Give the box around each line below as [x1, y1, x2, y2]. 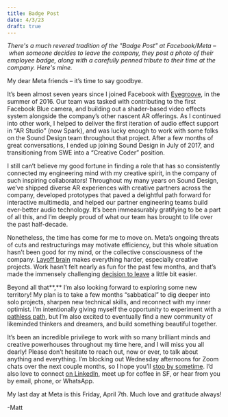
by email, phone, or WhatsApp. [7, 377, 94, 385]
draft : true [7, 23, 41, 30]
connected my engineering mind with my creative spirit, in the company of [7, 169, 217, 177]
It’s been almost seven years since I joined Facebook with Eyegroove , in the [7, 90, 220, 98]
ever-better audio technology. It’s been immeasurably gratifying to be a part [7, 205, 221, 214]
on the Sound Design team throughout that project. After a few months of [7, 134, 214, 142]
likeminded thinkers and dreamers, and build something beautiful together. [7, 320, 218, 328]
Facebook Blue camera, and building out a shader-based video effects [7, 104, 206, 113]
